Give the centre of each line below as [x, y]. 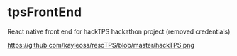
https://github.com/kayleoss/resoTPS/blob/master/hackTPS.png [101, 45]
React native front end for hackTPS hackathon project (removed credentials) [119, 31]
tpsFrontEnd [45, 12]
